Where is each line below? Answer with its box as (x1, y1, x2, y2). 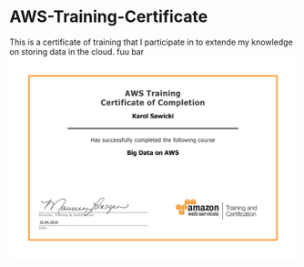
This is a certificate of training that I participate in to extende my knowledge (9, 36, 293, 47)
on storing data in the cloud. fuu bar (9, 46, 144, 56)
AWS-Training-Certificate (9, 6, 208, 27)
